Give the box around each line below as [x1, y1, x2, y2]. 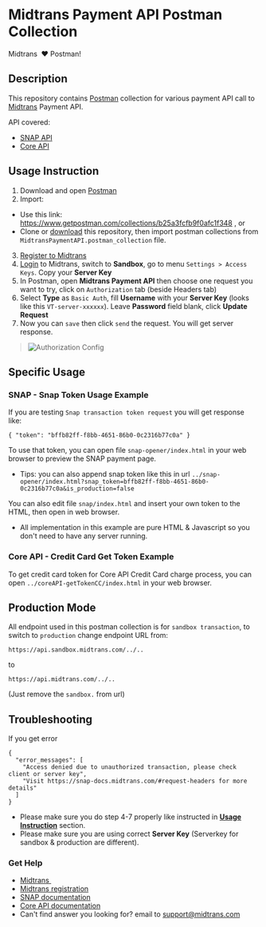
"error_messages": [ [15, 756, 84, 764]
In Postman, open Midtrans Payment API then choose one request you [19, 275, 253, 285]
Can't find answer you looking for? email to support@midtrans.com [19, 909, 241, 919]
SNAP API [19, 133, 53, 142]
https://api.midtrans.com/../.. [8, 675, 115, 683]
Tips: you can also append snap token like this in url [19, 469, 190, 479]
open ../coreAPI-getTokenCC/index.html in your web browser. [8, 577, 213, 588]
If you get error [8, 734, 58, 743]
